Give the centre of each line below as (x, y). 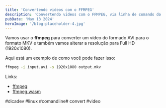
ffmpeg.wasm (27, 92)
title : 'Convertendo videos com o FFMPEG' (50, 10)
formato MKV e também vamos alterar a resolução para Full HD (70, 43)
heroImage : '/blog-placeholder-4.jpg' (45, 24)
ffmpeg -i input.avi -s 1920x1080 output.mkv (53, 67)
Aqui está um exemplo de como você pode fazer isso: (60, 58)
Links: (11, 77)
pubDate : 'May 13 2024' (30, 19)
